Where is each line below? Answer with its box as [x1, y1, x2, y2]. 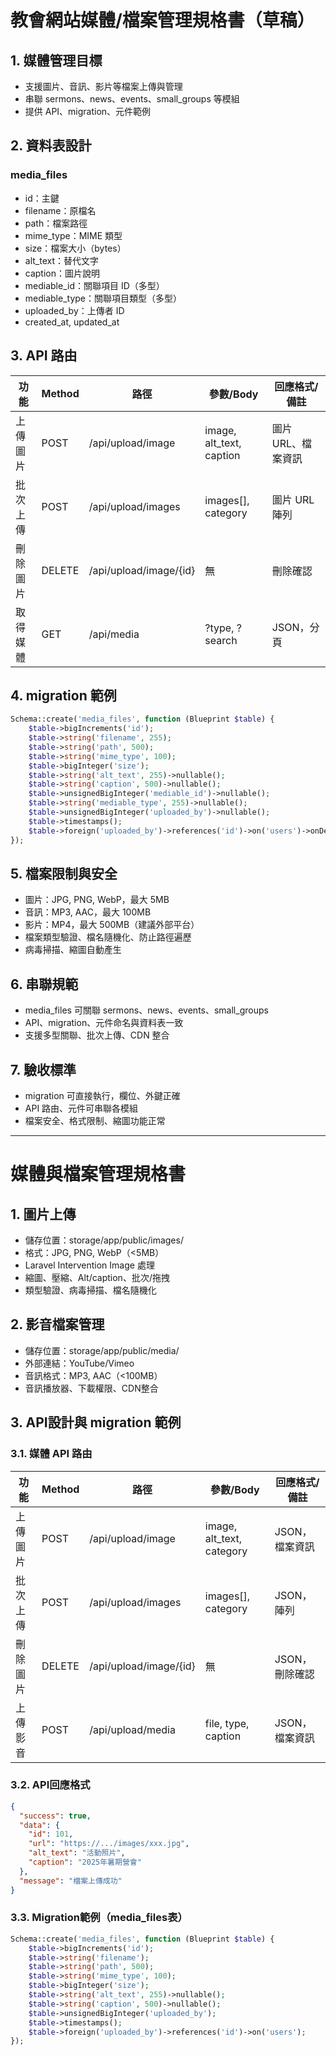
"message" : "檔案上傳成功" [19, 1876, 123, 1886]
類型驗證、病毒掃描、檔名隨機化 [24, 1284, 157, 1296]
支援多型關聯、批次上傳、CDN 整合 [24, 1029, 170, 1041]
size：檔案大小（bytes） [24, 242, 127, 254]
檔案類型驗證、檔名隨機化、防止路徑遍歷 [24, 931, 192, 943]
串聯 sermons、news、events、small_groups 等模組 [24, 93, 240, 105]
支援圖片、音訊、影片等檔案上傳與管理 [24, 81, 183, 92]
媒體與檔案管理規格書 [10, 1163, 187, 1186]
